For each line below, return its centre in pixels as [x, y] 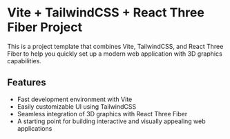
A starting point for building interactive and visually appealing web [111, 121]
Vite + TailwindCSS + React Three [106, 13]
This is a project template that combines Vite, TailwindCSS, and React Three [115, 46]
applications [35, 128]
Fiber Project [45, 27]
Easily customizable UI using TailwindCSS [77, 106]
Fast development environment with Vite [75, 99]
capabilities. [24, 61]
